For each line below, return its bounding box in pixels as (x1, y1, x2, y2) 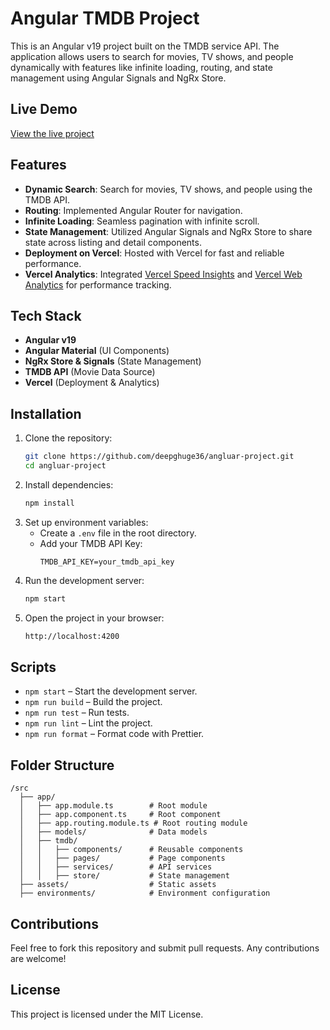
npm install (24, 498, 75, 508)
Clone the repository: (24, 432, 113, 444)
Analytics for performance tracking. (24, 278, 172, 291)
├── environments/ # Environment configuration (19, 888, 271, 899)
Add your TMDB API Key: (39, 537, 143, 549)
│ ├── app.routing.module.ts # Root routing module (19, 818, 248, 829)
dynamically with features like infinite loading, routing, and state (10, 61, 273, 73)
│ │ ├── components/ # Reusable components (19, 845, 244, 855)
